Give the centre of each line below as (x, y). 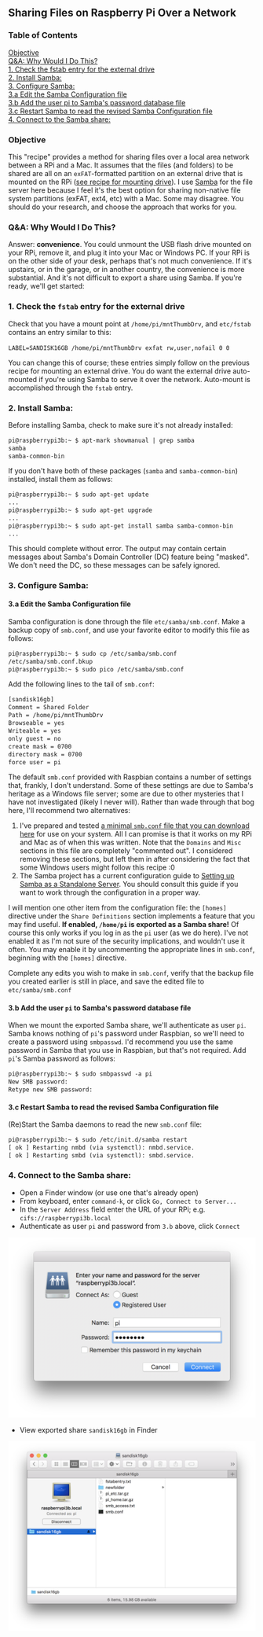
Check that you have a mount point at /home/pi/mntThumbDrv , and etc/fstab (130, 324)
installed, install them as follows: (60, 479)
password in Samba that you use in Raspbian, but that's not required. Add (127, 1050)
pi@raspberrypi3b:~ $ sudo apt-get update (79, 495)
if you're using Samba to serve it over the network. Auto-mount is (145, 379)
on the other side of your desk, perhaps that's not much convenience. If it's (130, 261)
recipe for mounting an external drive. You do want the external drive (120, 371)
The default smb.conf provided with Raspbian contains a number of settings (130, 777)
